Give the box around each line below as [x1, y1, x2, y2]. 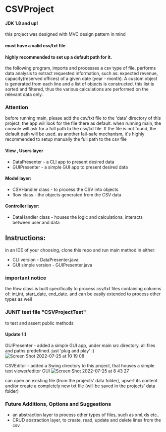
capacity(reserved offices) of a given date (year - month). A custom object [5, 76, 158, 82]
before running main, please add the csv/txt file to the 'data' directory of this [5, 115, 161, 121]
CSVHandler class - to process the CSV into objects [12, 186, 119, 192]
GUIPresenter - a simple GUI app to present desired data [12, 164, 128, 170]
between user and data [12, 220, 60, 226]
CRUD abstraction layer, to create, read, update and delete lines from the [12, 417, 161, 423]
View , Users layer [5, 148, 44, 154]
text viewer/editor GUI [5, 368, 50, 374]
